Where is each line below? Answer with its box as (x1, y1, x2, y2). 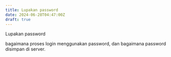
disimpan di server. (5, 46, 46, 52)
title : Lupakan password (5, 7, 58, 13)
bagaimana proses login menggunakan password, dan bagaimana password (5, 41, 166, 47)
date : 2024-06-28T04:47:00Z (5, 12, 66, 17)
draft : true (5, 17, 31, 22)
